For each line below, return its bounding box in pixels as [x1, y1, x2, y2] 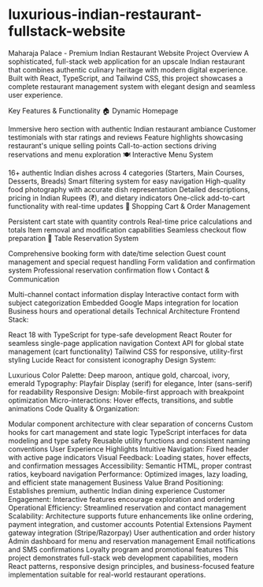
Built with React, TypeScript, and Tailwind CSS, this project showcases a [8, 73, 243, 83]
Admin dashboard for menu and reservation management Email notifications [8, 536, 256, 545]
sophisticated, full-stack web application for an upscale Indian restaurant [8, 57, 246, 66]
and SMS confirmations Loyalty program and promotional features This [8, 544, 239, 554]
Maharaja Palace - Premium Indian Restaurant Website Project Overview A [8, 48, 250, 58]
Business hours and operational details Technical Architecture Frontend [8, 306, 240, 316]
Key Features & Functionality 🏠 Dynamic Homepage [8, 106, 179, 115]
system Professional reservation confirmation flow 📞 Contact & [8, 266, 210, 275]
